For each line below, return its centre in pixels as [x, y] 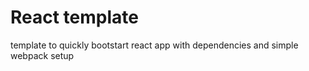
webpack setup [42, 55]
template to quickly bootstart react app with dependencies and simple [154, 45]
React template [74, 17]
